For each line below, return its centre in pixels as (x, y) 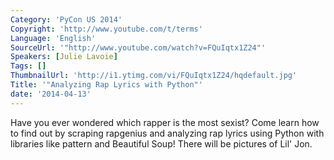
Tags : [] (28, 66)
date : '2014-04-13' (51, 94)
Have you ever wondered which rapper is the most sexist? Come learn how (165, 122)
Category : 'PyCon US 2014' (66, 19)
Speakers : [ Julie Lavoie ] (64, 57)
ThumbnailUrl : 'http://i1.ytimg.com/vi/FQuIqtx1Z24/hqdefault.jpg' (154, 76)
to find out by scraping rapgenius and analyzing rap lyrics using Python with (167, 133)
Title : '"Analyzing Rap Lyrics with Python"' (106, 85)
